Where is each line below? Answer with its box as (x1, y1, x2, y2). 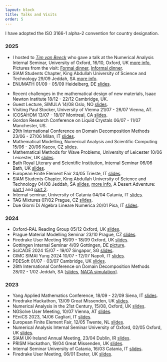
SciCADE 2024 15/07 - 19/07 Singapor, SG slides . (12, 247, 114, 253)
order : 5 (5, 17, 23, 22)
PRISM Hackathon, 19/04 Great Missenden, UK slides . (12, 340, 124, 346)
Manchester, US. (12, 122, 47, 128)
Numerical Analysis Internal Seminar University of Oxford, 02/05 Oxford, (12, 324, 162, 330)
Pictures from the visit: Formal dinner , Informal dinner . (12, 65, 123, 71)
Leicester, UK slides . (12, 154, 55, 160)
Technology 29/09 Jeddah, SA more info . (12, 76, 98, 82)
